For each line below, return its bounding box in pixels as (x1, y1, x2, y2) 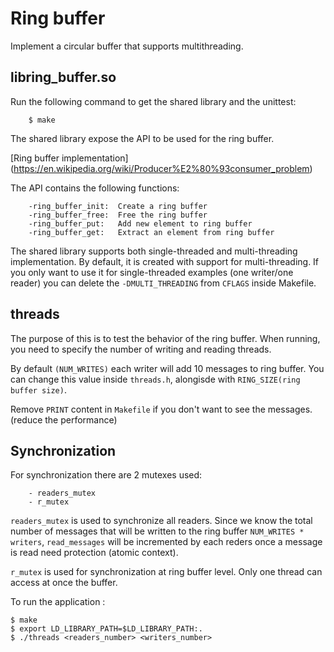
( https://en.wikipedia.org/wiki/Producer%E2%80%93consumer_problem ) (10, 162, 313, 174)
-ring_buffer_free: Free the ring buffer (28, 210, 208, 220)
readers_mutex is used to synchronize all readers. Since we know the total (10, 515, 313, 527)
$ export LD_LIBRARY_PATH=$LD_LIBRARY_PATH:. (10, 624, 203, 634)
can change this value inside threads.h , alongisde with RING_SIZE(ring (10, 373, 301, 385)
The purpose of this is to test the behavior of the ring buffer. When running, (10, 332, 321, 344)
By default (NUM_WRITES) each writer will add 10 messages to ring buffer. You (10, 362, 325, 374)
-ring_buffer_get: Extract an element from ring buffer (28, 227, 275, 237)
